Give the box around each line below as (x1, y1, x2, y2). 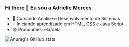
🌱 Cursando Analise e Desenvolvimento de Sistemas (12, 16, 120, 22)
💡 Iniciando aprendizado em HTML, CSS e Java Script (12, 21, 124, 27)
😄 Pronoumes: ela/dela (12, 27, 61, 33)
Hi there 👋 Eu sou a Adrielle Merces (5, 4, 92, 11)
